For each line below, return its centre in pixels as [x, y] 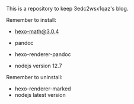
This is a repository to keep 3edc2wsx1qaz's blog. [67, 9]
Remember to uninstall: [34, 77]
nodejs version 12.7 [38, 66]
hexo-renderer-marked [43, 89]
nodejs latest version [40, 95]
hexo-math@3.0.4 [37, 31]
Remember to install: [31, 20]
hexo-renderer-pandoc [43, 54]
